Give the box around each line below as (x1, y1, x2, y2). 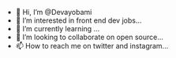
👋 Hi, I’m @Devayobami (15, 8, 92, 16)
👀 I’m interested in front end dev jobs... (15, 16, 142, 25)
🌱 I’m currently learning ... (15, 24, 100, 33)
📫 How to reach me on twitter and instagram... (15, 42, 169, 50)
